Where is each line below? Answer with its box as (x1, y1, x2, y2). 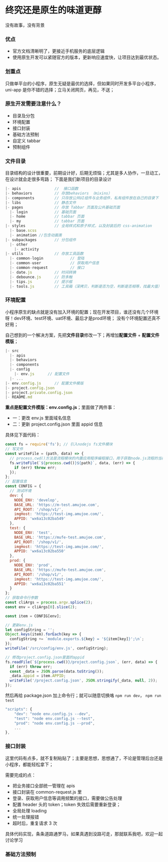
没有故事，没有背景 (5, 22, 45, 28)
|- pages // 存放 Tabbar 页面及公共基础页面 (5, 204, 120, 210)
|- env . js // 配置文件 (14, 371, 70, 376)
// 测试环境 (9, 488, 31, 493)
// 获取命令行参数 (5, 595, 38, 600)
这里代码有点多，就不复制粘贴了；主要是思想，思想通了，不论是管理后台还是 (5, 755, 163, 761)
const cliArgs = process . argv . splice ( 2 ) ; (5, 600, 93, 605)
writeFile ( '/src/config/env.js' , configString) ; (5, 646, 108, 651)
